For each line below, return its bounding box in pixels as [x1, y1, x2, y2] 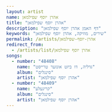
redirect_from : [6, 42, 44, 48]
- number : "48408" [11, 58, 58, 64]
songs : [6, 53, 23, 59]
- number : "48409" [11, 81, 58, 87]
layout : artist [6, 8, 44, 15]
